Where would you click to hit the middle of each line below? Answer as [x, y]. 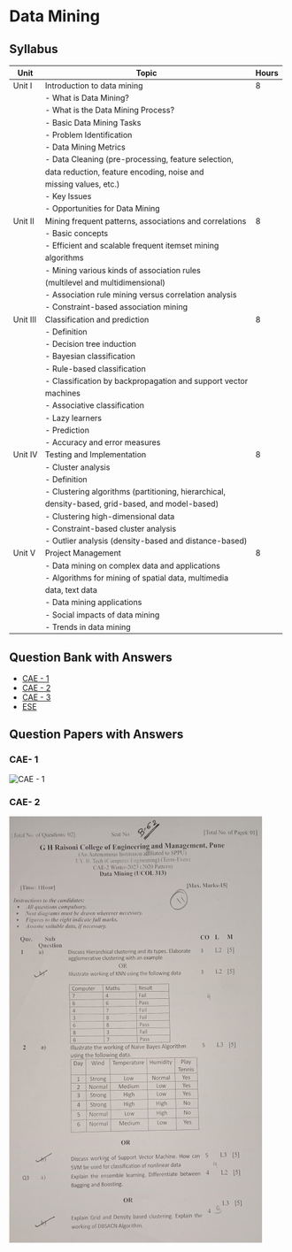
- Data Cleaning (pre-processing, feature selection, [139, 159]
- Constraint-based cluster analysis [111, 528]
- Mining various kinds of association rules [123, 270]
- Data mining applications [93, 603]
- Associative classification [94, 405]
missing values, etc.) [82, 184]
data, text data [71, 590]
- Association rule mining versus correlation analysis [141, 295]
